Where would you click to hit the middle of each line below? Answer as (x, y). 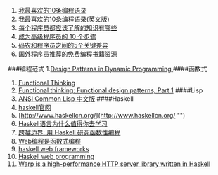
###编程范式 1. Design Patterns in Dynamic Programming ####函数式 (108, 69)
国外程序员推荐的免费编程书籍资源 (68, 54)
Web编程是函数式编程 (50, 141)
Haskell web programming (56, 156)
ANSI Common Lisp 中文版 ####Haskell (76, 99)
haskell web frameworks (54, 149)
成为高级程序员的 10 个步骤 (57, 36)
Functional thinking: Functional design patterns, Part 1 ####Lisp (110, 90)
